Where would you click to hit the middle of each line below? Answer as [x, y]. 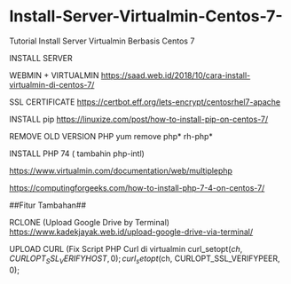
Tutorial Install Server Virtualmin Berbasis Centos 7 [102, 41]
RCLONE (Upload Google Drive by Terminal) [90, 222]
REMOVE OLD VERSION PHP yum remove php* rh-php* [111, 136]
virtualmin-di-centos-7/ [52, 84]
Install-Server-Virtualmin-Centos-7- [146, 16]
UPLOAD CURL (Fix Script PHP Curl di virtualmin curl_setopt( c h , [126, 248]
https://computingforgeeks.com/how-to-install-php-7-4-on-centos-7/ [137, 187]
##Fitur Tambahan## [48, 205]
